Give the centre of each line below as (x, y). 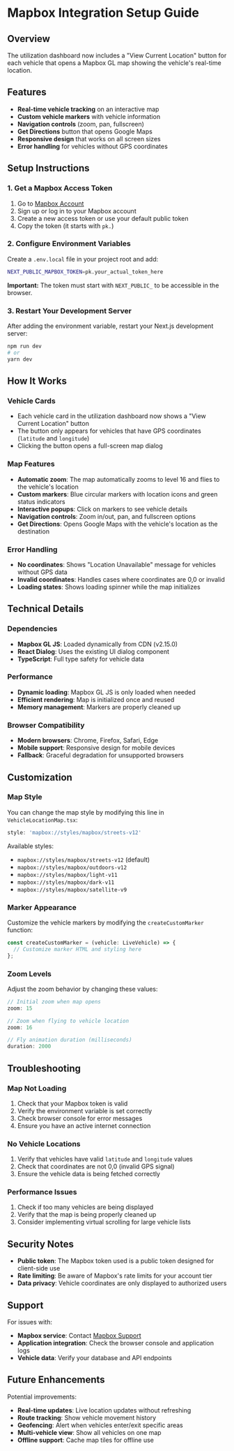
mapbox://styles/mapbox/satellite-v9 (72, 889)
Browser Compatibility (46, 725)
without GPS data (42, 572)
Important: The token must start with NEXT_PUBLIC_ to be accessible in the (113, 285)
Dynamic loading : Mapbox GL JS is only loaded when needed (107, 692)
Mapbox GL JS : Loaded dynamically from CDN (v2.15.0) (97, 644)
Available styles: (31, 846)
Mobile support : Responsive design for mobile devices (96, 748)
